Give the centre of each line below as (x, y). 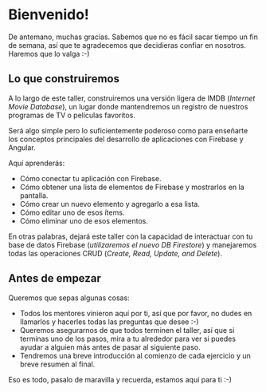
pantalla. (34, 195)
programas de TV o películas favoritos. (72, 115)
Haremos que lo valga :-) (49, 53)
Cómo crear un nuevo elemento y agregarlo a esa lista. (110, 204)
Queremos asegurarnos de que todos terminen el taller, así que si (127, 330)
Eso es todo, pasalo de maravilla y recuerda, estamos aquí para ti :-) (120, 379)
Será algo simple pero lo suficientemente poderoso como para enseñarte (128, 130)
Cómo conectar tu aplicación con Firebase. (90, 178)
